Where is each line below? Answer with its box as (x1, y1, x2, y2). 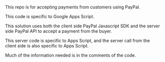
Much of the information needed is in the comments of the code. (5, 52, 136, 58)
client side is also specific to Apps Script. (5, 43, 89, 48)
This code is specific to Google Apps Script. (5, 14, 95, 19)
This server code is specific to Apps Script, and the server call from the (5, 38, 150, 43)
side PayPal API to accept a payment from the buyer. (5, 28, 112, 34)
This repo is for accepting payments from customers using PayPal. (5, 4, 140, 10)
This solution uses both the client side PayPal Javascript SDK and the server (5, 23, 160, 29)
